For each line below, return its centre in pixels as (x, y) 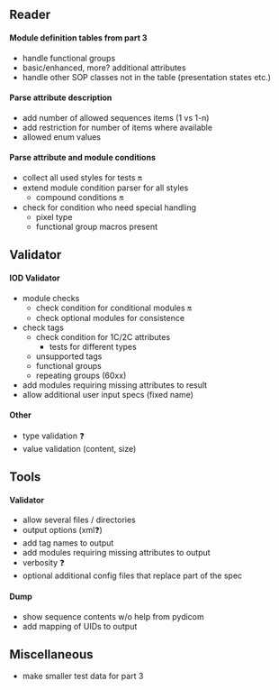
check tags (43, 327)
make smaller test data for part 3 (83, 676)
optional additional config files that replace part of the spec (132, 575)
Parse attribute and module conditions (82, 158)
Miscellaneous (51, 654)
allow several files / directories (79, 520)
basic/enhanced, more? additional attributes (104, 68)
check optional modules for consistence (110, 317)
